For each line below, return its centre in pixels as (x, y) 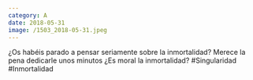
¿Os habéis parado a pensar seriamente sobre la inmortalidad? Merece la (127, 53)
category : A (28, 15)
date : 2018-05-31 (37, 23)
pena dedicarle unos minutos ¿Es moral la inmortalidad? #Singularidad (122, 60)
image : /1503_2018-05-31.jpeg (58, 30)
